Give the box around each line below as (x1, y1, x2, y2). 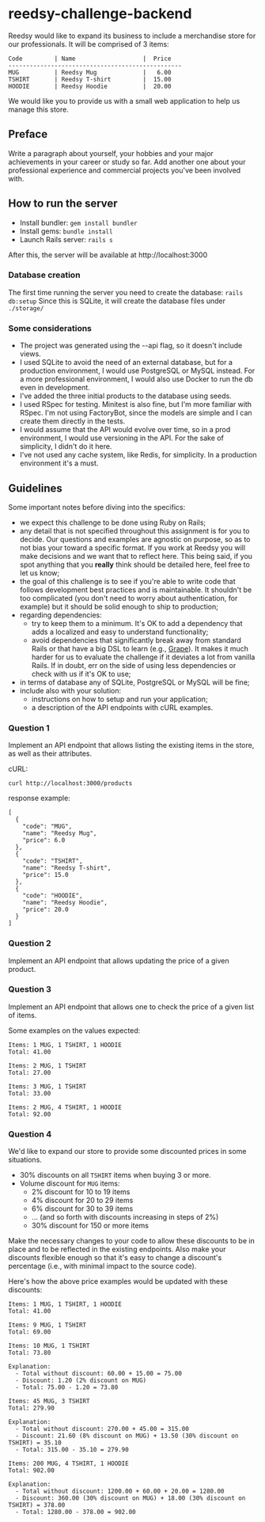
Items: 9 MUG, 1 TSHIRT (8, 1321, 87, 1330)
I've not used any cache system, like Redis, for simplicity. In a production (19, 450, 257, 460)
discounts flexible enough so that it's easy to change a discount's (8, 1253, 222, 1262)
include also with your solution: (19, 685, 122, 695)
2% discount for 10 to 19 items (31, 1187, 131, 1197)
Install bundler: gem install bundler (19, 218, 138, 227)
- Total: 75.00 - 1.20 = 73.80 (15, 1383, 119, 1391)
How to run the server (8, 197, 118, 211)
